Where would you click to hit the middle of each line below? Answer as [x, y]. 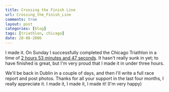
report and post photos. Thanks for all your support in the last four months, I [85, 78]
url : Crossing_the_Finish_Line [38, 15]
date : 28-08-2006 [24, 38]
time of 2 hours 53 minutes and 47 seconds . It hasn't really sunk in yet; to [82, 58]
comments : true [21, 19]
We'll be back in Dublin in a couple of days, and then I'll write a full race [80, 73]
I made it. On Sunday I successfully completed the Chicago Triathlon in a [81, 52]
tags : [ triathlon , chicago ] [35, 33]
